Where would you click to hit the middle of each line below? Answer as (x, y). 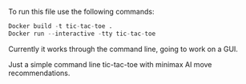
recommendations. (39, 73)
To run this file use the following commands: (81, 12)
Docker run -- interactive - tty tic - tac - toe (82, 34)
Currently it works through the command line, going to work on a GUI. (123, 49)
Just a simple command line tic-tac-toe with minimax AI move (110, 64)
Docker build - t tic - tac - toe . (60, 26)
